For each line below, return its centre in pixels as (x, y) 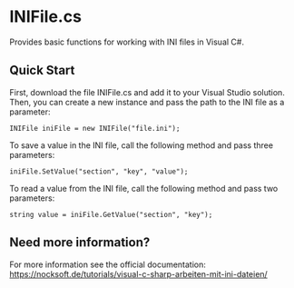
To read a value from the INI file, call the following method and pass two (144, 188)
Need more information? (80, 243)
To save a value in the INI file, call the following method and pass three (142, 145)
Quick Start (42, 70)
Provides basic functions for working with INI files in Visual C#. (127, 42)
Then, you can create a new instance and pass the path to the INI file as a (147, 102)
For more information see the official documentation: (108, 264)
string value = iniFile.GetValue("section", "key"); (111, 214)
